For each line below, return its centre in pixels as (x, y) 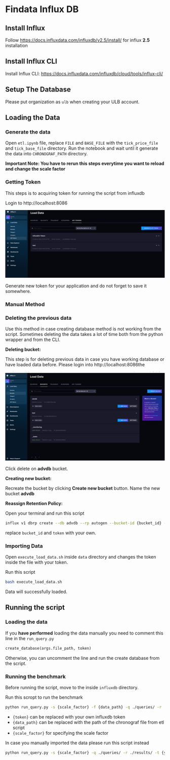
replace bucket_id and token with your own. (51, 533)
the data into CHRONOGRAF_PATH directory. (47, 154)
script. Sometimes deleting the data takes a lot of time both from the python (84, 334)
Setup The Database (38, 90)
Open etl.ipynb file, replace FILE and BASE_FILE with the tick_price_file (82, 143)
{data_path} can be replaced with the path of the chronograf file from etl (88, 722)
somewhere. (18, 291)
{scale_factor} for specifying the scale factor (60, 733)
